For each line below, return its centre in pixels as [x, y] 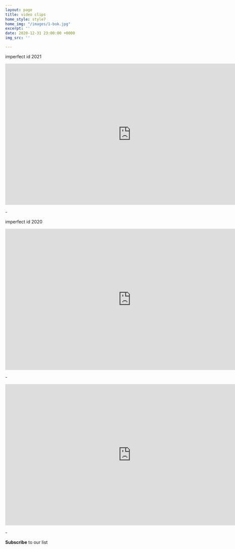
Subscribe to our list [26, 542]
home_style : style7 [26, 19]
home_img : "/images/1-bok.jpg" [38, 24]
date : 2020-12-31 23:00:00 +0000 [40, 33]
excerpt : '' [18, 29]
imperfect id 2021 [23, 56]
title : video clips [26, 15]
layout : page [19, 10]
